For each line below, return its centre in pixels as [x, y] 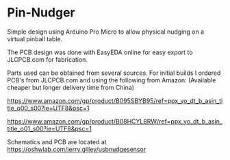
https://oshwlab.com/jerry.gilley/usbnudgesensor [77, 149]
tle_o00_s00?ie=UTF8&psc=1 [48, 108]
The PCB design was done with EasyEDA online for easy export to [100, 52]
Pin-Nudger [41, 13]
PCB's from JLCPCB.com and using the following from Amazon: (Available [112, 80]
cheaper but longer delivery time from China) [71, 87]
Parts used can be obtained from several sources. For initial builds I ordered [114, 73]
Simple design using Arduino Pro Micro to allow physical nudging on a [106, 32]
